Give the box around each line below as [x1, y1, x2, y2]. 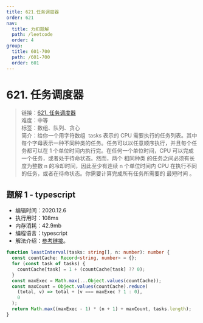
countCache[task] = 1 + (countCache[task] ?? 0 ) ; [17, 266, 146, 273]
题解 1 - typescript [6, 189, 76, 200]
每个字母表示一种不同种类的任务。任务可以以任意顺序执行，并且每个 [21, 139, 192, 147]
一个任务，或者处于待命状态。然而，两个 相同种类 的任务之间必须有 [21, 155, 190, 162]
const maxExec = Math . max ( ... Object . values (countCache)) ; [12, 277, 162, 283]
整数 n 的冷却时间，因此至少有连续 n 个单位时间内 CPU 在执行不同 [32, 162, 198, 170]
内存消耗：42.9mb [15, 222, 62, 229]
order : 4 [12, 37, 34, 43]
